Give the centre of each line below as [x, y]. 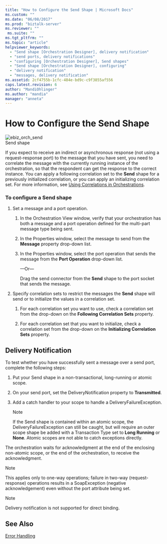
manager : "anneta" [24, 99]
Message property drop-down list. [56, 244]
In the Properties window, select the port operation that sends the [88, 254]
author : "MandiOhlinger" [31, 89]
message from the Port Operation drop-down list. [71, 259]
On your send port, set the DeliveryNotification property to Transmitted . [87, 393]
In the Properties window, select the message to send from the [85, 239]
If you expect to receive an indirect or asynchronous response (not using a [82, 153]
